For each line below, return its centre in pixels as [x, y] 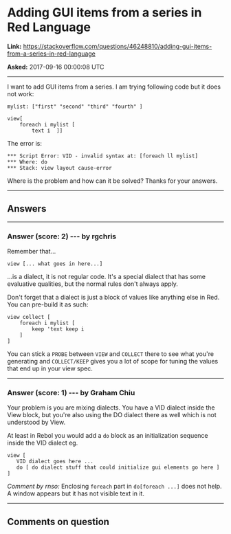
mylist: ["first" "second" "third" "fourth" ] [75, 107]
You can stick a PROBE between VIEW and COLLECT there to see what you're [111, 354]
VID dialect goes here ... [55, 462]
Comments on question [58, 521]
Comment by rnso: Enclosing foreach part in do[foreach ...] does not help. [114, 487]
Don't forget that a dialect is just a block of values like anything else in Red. [113, 298]
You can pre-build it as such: [48, 304]
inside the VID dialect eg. [43, 443]
